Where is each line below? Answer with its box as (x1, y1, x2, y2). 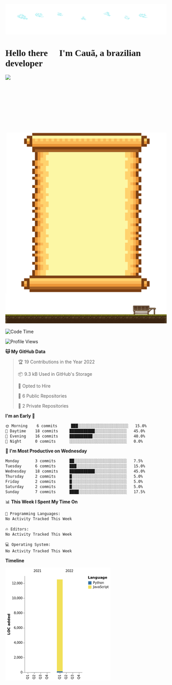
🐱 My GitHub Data (5, 348, 46, 355)
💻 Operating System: (5, 542, 51, 548)
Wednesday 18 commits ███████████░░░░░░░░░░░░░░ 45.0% (5, 469, 145, 474)
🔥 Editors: (5, 526, 29, 532)
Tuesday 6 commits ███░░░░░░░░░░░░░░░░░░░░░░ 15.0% (5, 464, 145, 469)
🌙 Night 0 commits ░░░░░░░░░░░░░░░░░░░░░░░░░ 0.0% (5, 439, 143, 444)
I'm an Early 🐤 (5, 413, 35, 419)
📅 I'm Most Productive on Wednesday (5, 448, 87, 454)
